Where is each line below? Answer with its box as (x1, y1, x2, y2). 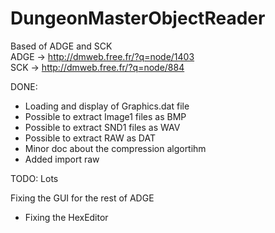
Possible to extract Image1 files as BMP (24, 110, 187, 122)
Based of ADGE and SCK (10, 40, 113, 52)
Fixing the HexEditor (24, 211, 109, 223)
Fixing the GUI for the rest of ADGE (10, 192, 155, 204)
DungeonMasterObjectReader (10, 7, 266, 30)
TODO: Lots (10, 172, 59, 184)
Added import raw (24, 153, 100, 165)
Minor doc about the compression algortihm (24, 142, 207, 154)
